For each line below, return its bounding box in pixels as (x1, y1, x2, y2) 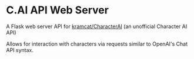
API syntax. (6, 46, 34, 53)
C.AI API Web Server (6, 4, 109, 17)
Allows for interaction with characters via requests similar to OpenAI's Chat (6, 40, 188, 47)
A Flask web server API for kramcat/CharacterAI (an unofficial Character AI (6, 23, 188, 30)
